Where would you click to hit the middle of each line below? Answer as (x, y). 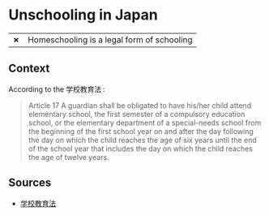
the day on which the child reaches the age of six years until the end (142, 140)
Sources (30, 183)
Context (29, 69)
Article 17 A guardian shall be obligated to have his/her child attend (140, 105)
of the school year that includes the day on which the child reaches (141, 149)
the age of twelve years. (68, 157)
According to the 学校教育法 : (57, 89)
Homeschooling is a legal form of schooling (110, 40)
